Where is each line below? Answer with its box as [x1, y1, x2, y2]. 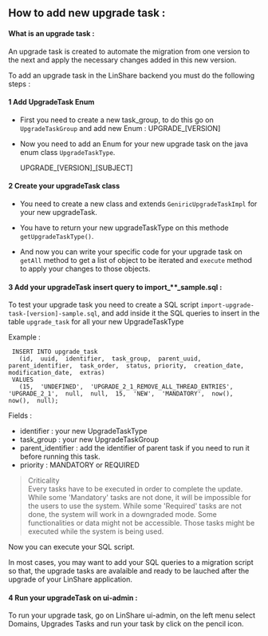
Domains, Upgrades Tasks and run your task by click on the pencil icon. [8, 619, 244, 629]
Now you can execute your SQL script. [8, 543, 136, 552]
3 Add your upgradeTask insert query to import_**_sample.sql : [8, 282, 223, 292]
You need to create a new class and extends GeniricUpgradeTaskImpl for [19, 199, 258, 209]
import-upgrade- [200, 301, 254, 310]
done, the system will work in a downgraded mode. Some [27, 510, 217, 519]
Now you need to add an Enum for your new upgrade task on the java [19, 139, 249, 149]
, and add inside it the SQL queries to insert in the [97, 308, 260, 318]
